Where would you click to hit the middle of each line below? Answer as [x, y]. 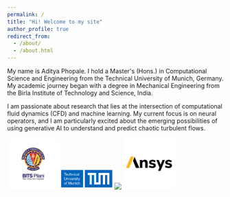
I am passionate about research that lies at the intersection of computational [115, 106]
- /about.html [33, 51]
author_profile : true [38, 29]
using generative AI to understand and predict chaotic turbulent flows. [106, 128]
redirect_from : [29, 36]
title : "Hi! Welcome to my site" [55, 22]
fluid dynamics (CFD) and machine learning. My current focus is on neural [112, 114]
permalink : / [26, 14]
